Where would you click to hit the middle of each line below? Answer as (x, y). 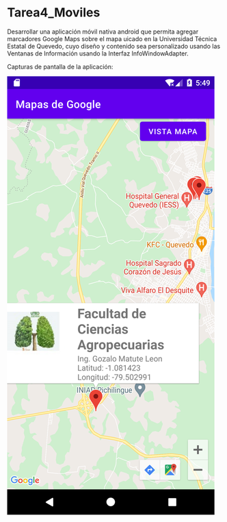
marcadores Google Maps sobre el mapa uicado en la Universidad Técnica (112, 38)
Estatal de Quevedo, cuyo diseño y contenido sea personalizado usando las (114, 46)
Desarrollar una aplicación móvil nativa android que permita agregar (103, 32)
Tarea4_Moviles (54, 13)
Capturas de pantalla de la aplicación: (60, 66)
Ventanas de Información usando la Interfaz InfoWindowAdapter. (98, 53)
